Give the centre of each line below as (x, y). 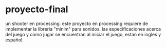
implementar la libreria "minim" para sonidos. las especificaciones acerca (83, 29)
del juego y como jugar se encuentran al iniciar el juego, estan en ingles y (83, 34)
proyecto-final (37, 9)
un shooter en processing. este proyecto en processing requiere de (77, 23)
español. (15, 40)
